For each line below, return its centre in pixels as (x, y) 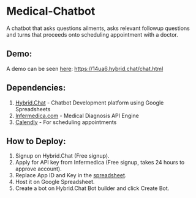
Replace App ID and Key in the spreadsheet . (71, 175)
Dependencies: (36, 88)
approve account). (39, 169)
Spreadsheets (33, 109)
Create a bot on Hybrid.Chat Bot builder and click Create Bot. (92, 188)
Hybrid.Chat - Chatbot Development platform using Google (89, 103)
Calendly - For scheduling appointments (66, 122)
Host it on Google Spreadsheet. (55, 182)
